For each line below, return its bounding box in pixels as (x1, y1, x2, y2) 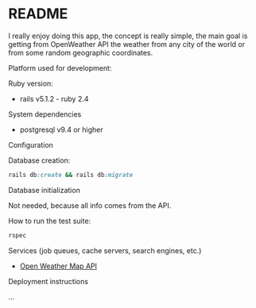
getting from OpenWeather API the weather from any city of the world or (8, 39, 245, 48)
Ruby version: (8, 79, 53, 88)
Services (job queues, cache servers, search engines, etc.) (8, 245, 202, 255)
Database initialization (8, 185, 81, 194)
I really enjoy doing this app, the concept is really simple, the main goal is (8, 31, 248, 40)
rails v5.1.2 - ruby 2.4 (19, 94, 89, 103)
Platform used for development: (8, 63, 112, 72)
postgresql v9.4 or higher (19, 125, 103, 134)
